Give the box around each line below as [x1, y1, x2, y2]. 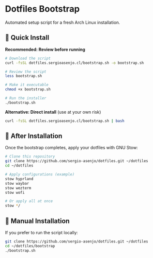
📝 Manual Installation [5, 217, 70, 225]
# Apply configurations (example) [5, 172, 75, 177]
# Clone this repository [5, 154, 55, 159]
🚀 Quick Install [5, 34, 49, 42]
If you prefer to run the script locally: [5, 230, 78, 235]
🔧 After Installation [5, 132, 62, 140]
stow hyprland [5, 176, 34, 181]
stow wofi [5, 190, 25, 195]
